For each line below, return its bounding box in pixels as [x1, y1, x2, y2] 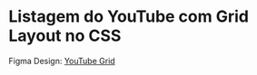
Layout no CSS [8, 25, 122, 46]
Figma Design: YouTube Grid [8, 55, 115, 66]
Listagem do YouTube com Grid [8, 6, 249, 27]
